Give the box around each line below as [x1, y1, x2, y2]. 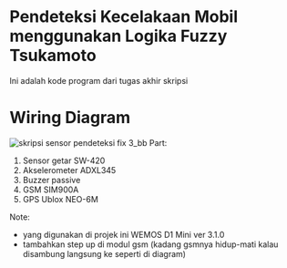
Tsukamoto [9, 46, 97, 66]
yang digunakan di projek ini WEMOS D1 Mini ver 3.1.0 [22, 229, 225, 240]
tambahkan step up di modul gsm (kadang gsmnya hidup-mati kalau [22, 239, 279, 250]
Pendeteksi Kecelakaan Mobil [9, 6, 239, 27]
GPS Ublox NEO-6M [22, 193, 98, 204]
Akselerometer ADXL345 [22, 164, 117, 175]
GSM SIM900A [22, 184, 79, 195]
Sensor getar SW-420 [22, 155, 106, 166]
